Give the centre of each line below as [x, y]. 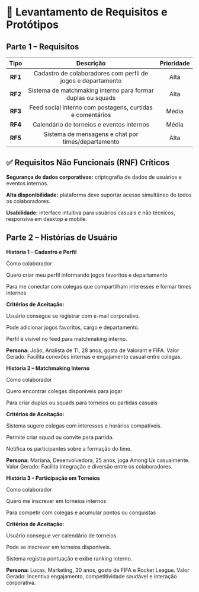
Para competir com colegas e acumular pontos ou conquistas [81, 512]
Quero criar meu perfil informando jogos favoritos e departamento [87, 275]
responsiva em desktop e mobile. [47, 219]
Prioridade [175, 63]
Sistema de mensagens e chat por [91, 134]
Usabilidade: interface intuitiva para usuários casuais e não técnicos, [91, 213]
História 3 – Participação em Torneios [53, 478]
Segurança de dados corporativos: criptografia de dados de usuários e [94, 177]
